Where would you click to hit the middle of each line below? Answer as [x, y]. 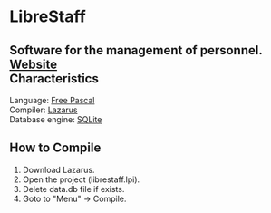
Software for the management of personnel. [136, 50]
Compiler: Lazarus [44, 110]
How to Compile [55, 148]
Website [33, 64]
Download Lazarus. [58, 169]
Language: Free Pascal [52, 100]
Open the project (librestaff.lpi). [81, 179]
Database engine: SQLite [56, 119]
